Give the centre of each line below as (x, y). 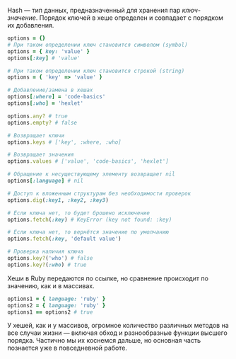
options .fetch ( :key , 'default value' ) (64, 239)
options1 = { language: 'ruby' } (57, 299)
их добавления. (31, 25)
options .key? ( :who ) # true (47, 265)
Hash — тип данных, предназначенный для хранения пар (94, 10)
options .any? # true (38, 116)
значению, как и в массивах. (51, 285)
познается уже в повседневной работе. (67, 348)
